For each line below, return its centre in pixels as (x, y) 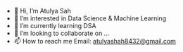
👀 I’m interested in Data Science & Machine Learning (90, 18)
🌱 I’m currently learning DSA (55, 26)
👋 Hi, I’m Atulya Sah (43, 11)
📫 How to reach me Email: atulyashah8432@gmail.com (95, 41)
